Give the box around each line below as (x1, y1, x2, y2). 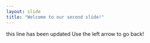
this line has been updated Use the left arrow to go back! (6, 30, 145, 37)
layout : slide (6, 8, 41, 15)
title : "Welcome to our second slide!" (6, 14, 105, 20)
